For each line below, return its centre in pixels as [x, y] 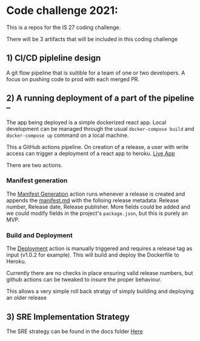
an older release [27, 298]
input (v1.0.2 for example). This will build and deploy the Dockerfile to [93, 255]
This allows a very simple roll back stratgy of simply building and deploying [100, 291]
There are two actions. [34, 165]
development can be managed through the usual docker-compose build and [100, 128]
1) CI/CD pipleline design [54, 58]
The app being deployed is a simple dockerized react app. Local [86, 122]
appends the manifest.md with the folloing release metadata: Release [93, 200]
